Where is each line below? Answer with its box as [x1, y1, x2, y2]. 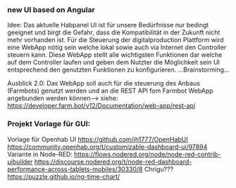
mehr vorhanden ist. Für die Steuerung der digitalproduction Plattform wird [7, 36, 224, 44]
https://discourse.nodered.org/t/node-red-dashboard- [34, 157, 192, 166]
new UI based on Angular [7, 5, 95, 15]
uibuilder [7, 157, 33, 166]
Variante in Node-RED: [7, 149, 73, 159]
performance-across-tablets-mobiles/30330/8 [7, 165, 143, 173]
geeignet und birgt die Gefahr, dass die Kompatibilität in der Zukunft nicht [7, 28, 221, 36]
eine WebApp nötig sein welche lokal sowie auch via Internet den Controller [7, 43, 227, 52]
